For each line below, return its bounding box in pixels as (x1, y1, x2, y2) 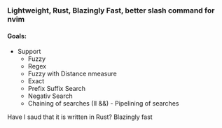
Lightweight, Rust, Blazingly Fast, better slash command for (7, 6, 215, 15)
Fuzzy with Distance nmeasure (27, 69, 117, 78)
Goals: (7, 31, 27, 40)
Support (17, 48, 41, 56)
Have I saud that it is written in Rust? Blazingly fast (7, 113, 153, 121)
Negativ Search (27, 92, 73, 100)
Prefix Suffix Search (27, 85, 86, 93)
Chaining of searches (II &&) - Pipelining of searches (27, 99, 179, 108)
